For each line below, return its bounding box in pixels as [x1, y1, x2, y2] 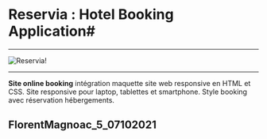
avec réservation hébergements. [8, 95, 115, 104]
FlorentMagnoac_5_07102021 [8, 118, 157, 132]
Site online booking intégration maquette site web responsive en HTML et [8, 78, 251, 88]
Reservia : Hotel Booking [8, 6, 174, 24]
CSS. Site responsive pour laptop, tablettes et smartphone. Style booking [8, 87, 248, 96]
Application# [8, 22, 95, 40]
